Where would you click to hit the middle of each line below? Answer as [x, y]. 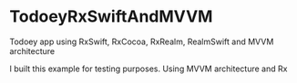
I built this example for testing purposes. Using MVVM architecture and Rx [148, 69]
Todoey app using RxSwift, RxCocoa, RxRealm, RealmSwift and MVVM [142, 41]
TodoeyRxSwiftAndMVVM [111, 17]
